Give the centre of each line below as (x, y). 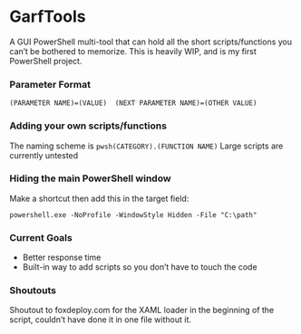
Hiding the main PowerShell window (90, 178)
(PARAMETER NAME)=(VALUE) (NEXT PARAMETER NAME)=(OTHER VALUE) (133, 103)
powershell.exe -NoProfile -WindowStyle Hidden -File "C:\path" (133, 215)
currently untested (44, 155)
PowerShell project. (46, 61)
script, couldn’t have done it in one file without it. (101, 320)
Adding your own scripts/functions (88, 126)
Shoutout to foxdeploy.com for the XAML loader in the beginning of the (142, 310)
